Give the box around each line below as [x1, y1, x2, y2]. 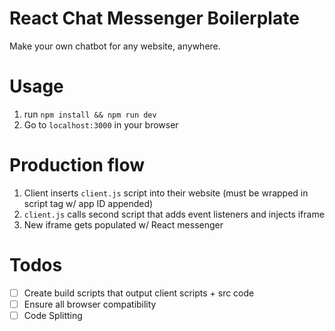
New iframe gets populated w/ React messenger [23, 218, 224, 231]
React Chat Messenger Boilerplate [9, 7, 300, 30]
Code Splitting [23, 309, 83, 321]
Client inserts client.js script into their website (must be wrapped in [23, 187, 309, 199]
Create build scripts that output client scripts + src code [23, 287, 255, 299]
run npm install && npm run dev [23, 108, 157, 120]
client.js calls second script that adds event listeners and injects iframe [23, 208, 325, 220]
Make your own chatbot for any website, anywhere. [9, 40, 221, 52]
